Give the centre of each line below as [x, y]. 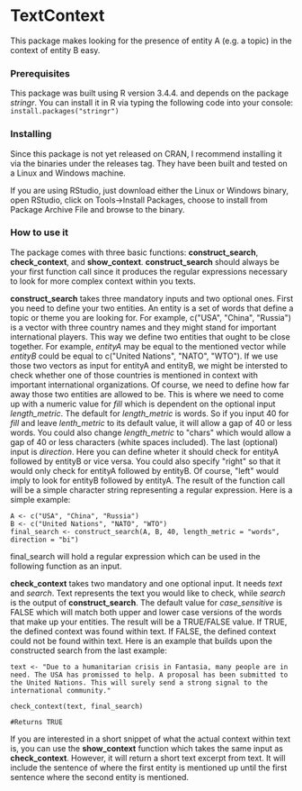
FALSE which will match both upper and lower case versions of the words [146, 612]
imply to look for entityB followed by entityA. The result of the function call [148, 480]
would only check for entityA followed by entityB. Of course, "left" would [145, 470]
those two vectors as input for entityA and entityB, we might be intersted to [149, 365]
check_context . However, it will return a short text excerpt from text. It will [148, 758]
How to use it [39, 232]
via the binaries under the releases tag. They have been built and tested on [149, 163]
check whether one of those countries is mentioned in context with [134, 375]
